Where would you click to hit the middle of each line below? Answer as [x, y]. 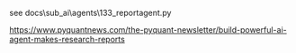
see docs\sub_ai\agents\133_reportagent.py [90, 13]
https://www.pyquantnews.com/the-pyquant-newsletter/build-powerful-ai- [148, 30]
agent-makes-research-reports [67, 39]
